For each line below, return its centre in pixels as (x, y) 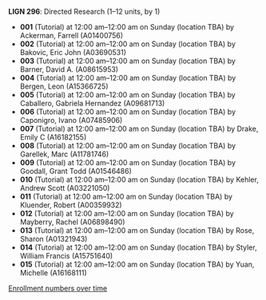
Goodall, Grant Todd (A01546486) (75, 171)
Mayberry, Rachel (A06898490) (72, 222)
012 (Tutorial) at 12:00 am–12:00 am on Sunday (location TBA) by (127, 213)
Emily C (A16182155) (53, 137)
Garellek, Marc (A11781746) (64, 154)
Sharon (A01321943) (54, 239)
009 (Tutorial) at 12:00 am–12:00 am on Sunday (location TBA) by (128, 162)
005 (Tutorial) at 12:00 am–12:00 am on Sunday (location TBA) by (127, 95)
